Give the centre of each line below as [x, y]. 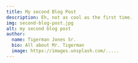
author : [16, 34]
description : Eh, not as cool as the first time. [70, 17]
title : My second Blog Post [41, 12]
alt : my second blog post [38, 28]
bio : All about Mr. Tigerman [48, 46]
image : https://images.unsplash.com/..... [65, 51]
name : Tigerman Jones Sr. [44, 40]
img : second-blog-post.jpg [40, 23]
